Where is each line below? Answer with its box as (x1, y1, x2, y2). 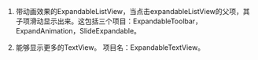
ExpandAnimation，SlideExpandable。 (15, 26, 142, 35)
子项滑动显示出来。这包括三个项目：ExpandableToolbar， (15, 16, 203, 26)
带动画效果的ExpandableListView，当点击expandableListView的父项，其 (15, 7, 250, 16)
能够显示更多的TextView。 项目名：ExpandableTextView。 (15, 43, 205, 52)
